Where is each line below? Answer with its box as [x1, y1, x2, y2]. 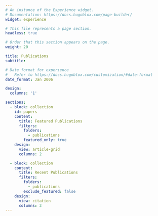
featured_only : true [23, 138, 67, 143]
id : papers [14, 109, 37, 114]
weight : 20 [5, 45, 28, 50]
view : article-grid [18, 147, 60, 152]
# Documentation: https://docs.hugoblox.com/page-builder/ [5, 12, 133, 17]
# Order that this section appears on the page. [5, 40, 110, 45]
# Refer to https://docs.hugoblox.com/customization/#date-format [5, 72, 153, 77]
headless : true [5, 31, 37, 36]
